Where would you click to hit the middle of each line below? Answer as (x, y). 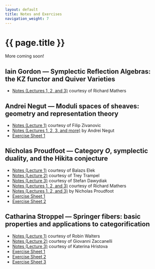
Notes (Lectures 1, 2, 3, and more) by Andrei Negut (63, 130)
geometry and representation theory (62, 114)
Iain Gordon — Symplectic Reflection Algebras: (78, 71)
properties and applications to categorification (77, 224)
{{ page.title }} (35, 43)
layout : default (21, 9)
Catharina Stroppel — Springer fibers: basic (73, 217)
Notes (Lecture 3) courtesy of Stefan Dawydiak (59, 180)
